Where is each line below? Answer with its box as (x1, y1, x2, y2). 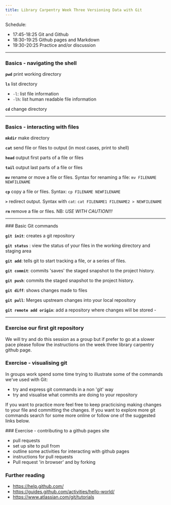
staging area (5, 248, 32, 254)
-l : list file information (12, 90, 59, 97)
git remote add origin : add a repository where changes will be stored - (5, 307, 157, 313)
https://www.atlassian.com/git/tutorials (12, 494, 95, 500)
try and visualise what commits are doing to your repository (12, 392, 138, 398)
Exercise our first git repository (5, 325, 84, 332)
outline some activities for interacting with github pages (12, 448, 130, 454)
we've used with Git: (5, 376, 48, 383)
